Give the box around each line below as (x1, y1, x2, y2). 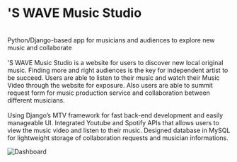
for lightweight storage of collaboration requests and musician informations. (7, 133, 229, 142)
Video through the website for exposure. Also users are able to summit (7, 81, 214, 89)
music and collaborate (7, 43, 72, 52)
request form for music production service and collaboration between (7, 88, 211, 97)
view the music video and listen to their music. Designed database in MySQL (7, 126, 231, 134)
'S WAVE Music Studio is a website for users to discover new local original (7, 58, 224, 66)
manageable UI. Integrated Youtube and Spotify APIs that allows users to (7, 118, 219, 127)
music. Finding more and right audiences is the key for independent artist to (7, 66, 229, 74)
